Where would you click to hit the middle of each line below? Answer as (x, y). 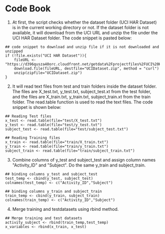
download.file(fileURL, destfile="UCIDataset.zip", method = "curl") (87, 68)
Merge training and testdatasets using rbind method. (65, 209)
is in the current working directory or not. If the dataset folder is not (80, 27)
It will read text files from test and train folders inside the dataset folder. (84, 86)
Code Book (28, 9)
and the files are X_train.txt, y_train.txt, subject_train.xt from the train (81, 97)
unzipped (14, 51)
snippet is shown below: (37, 107)
